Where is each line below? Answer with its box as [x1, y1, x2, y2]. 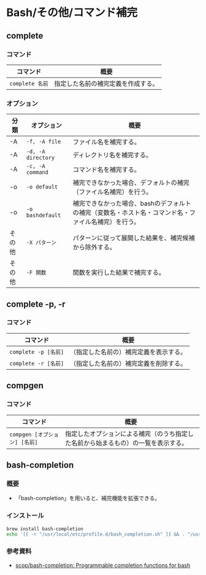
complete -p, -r [6, 299, 66, 309]
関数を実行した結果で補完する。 [72, 268, 166, 277]
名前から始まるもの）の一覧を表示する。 [71, 439, 188, 447]
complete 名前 [9, 80, 48, 87]
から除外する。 [72, 243, 116, 252]
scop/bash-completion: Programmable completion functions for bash [15, 561, 191, 569]
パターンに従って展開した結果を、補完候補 [72, 234, 195, 243]
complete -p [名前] [9, 348, 64, 355]
